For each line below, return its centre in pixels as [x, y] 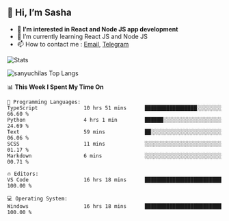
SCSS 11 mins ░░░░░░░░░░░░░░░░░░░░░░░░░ [114, 144]
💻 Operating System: [38, 198]
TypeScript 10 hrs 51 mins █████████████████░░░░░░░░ [114, 108]
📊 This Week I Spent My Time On [55, 87]
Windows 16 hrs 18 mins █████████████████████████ [114, 206]
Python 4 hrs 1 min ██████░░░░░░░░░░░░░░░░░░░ [114, 120]
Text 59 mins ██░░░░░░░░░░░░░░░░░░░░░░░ [114, 132]
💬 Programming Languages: [44, 102]
